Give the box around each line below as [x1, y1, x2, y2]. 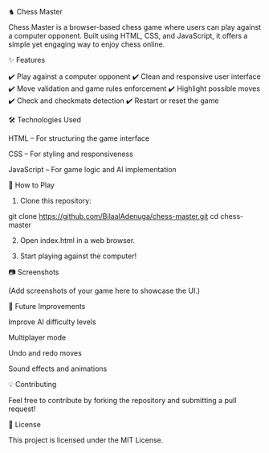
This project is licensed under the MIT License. [8, 435, 164, 445]
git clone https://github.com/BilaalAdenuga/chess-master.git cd [8, 212, 219, 220]
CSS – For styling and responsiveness [8, 149, 134, 159]
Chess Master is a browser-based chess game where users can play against [8, 23, 262, 31]
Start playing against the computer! [19, 251, 137, 261]
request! [8, 404, 36, 414]
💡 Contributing [8, 380, 57, 389]
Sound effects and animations [8, 364, 108, 373]
